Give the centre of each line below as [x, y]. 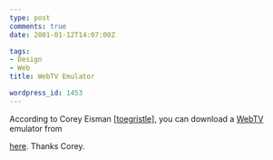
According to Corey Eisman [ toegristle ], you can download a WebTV [136, 118]
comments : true [38, 26]
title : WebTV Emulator [52, 77]
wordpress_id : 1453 [46, 93]
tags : [19, 51]
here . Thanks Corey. [47, 145]
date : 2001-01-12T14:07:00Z [63, 35]
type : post [30, 18]
